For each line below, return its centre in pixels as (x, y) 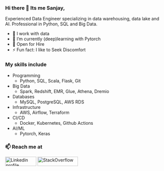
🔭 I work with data (31, 34)
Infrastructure (26, 107)
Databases (23, 96)
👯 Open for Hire (28, 44)
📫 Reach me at (24, 147)
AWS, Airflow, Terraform (44, 112)
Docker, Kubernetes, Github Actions (56, 123)
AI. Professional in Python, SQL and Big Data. (51, 24)
